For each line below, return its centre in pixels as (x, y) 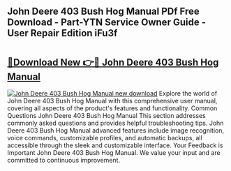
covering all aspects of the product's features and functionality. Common (112, 108)
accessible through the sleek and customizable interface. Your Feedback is (115, 145)
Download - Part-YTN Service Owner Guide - (106, 23)
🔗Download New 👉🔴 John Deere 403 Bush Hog (113, 62)
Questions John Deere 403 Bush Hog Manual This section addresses (106, 116)
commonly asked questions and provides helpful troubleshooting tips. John (115, 123)
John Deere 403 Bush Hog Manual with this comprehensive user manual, (112, 101)
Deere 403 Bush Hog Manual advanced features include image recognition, (116, 131)
